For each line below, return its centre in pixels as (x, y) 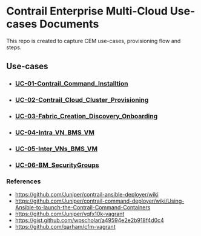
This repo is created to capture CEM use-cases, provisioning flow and (94, 41)
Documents (69, 24)
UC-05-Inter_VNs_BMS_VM (56, 149)
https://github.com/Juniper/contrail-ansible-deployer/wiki (87, 195)
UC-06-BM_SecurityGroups (57, 165)
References (24, 181)
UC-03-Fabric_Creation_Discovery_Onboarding (86, 116)
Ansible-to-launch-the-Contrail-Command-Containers (83, 207)
